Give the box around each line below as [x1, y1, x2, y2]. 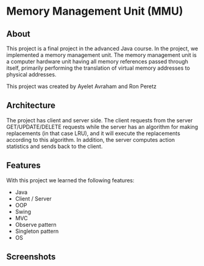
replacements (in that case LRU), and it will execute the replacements [6, 130, 181, 137]
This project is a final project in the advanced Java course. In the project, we [6, 45, 199, 52]
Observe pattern [15, 221, 57, 228]
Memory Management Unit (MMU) [6, 4, 183, 18]
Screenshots [6, 252, 56, 262]
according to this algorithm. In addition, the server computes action [6, 136, 175, 143]
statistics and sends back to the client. [6, 142, 103, 150]
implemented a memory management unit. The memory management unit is [6, 51, 197, 59]
